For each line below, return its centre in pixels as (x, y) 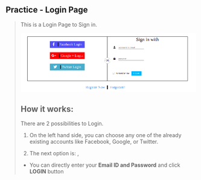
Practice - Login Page (47, 10)
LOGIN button (46, 172)
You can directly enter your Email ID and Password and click (105, 165)
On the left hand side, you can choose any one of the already (105, 135)
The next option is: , (54, 153)
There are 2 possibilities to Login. (62, 124)
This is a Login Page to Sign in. (59, 24)
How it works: (47, 109)
